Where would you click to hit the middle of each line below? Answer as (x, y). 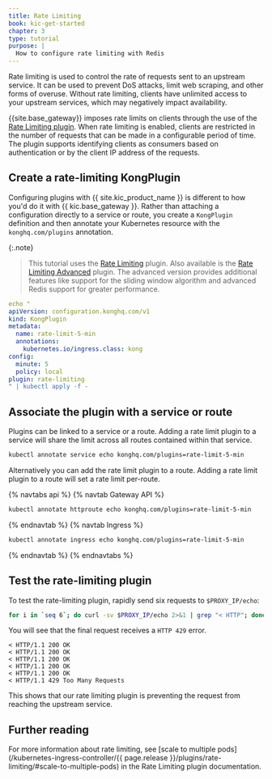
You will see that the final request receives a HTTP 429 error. (107, 630)
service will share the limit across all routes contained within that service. (130, 440)
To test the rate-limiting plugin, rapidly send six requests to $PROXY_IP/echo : (134, 600)
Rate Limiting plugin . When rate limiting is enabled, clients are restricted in (132, 127)
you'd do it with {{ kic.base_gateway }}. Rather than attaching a (114, 206)
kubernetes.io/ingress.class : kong (83, 349)
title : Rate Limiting (45, 16)
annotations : (38, 342)
